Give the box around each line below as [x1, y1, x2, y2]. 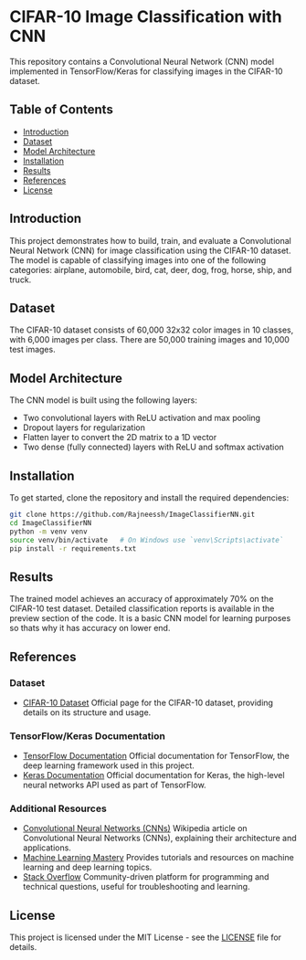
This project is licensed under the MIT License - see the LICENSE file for [9, 932, 281, 943]
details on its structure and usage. [22, 706, 152, 718]
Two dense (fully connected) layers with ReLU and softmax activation [22, 441, 285, 453]
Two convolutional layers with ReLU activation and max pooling [22, 413, 261, 424]
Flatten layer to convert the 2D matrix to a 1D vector [22, 432, 217, 443]
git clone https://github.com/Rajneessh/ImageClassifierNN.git [9, 510, 256, 519]
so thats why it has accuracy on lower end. [9, 623, 171, 634]
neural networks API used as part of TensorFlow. [22, 779, 207, 791]
